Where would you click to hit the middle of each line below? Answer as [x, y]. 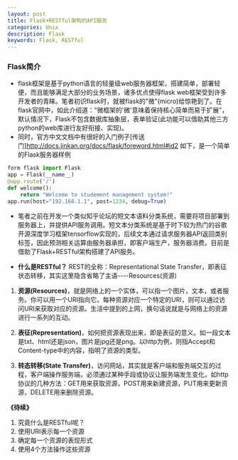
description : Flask [36, 34]
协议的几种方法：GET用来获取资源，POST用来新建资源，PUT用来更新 [119, 383]
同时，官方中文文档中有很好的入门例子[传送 [81, 137]
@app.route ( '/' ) [31, 182]
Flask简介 [24, 67]
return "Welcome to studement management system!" [97, 194]
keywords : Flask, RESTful [45, 41]
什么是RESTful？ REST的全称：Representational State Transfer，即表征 [122, 266]
